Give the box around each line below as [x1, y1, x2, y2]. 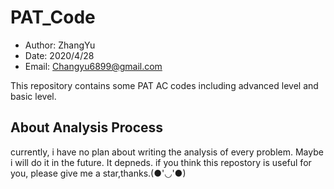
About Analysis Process [10, 119, 164, 136]
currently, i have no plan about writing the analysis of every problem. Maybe [10, 146, 324, 158]
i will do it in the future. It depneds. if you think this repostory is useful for [10, 156, 312, 168]
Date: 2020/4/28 [24, 49, 95, 61]
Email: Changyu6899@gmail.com [24, 60, 163, 72]
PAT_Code [10, 6, 96, 29]
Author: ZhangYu [24, 39, 96, 51]
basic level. [10, 90, 57, 102]
